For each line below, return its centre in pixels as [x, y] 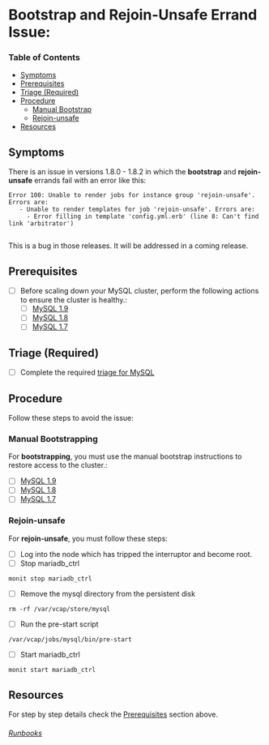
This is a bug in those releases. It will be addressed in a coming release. [128, 246]
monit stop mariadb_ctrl [50, 578]
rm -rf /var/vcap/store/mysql [60, 610]
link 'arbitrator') [41, 224]
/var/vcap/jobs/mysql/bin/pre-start [70, 640]
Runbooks [26, 733]
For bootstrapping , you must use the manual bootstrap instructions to [125, 456]
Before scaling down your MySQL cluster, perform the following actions [139, 291]
